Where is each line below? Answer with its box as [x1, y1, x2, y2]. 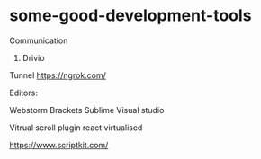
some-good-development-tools [9, 5, 252, 26]
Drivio [22, 52, 45, 63]
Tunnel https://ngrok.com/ [9, 69, 106, 81]
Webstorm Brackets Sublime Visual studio [9, 104, 165, 115]
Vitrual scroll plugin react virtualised [9, 122, 143, 133]
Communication [9, 35, 68, 46]
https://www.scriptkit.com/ [9, 139, 109, 150]
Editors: [9, 87, 38, 98]
